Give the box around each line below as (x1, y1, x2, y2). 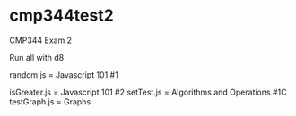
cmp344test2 (9, 5, 114, 26)
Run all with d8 (9, 52, 65, 62)
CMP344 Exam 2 (9, 35, 73, 46)
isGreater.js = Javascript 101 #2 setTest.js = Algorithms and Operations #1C (9, 87, 287, 97)
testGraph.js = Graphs (9, 95, 91, 107)
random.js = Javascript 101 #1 (9, 69, 118, 80)
